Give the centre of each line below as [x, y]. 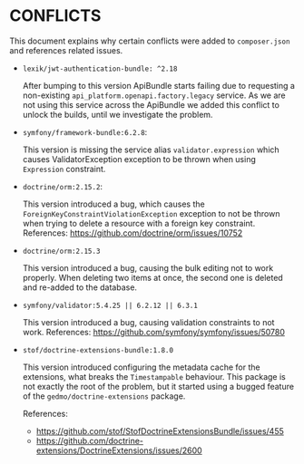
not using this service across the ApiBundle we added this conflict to [151, 104]
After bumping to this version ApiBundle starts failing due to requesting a [158, 85]
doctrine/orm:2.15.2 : [62, 186]
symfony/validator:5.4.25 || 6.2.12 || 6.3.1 [110, 305]
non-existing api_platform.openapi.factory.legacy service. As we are [154, 95]
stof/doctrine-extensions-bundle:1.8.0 [98, 350]
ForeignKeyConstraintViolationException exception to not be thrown [151, 213]
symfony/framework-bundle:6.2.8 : [85, 131]
